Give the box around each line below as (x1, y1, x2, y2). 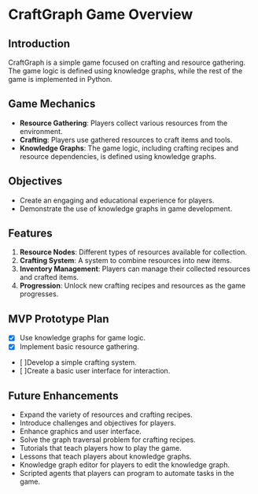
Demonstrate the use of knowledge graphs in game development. (19, 203, 233, 214)
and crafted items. (19, 273, 79, 282)
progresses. (19, 289, 59, 299)
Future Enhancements (8, 388, 120, 403)
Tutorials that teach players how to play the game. (19, 444, 182, 453)
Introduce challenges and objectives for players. (19, 418, 176, 428)
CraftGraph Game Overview (8, 6, 193, 24)
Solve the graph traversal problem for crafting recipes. (19, 435, 196, 444)
